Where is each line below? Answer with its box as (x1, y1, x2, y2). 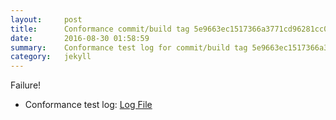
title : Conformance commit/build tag (10, 24, 190, 34)
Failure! (10, 79, 42, 91)
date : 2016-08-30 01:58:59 (10, 33, 150, 43)
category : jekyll (10, 52, 92, 62)
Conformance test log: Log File (24, 99, 153, 111)
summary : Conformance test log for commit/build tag (10, 42, 248, 53)
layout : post (10, 14, 83, 25)
